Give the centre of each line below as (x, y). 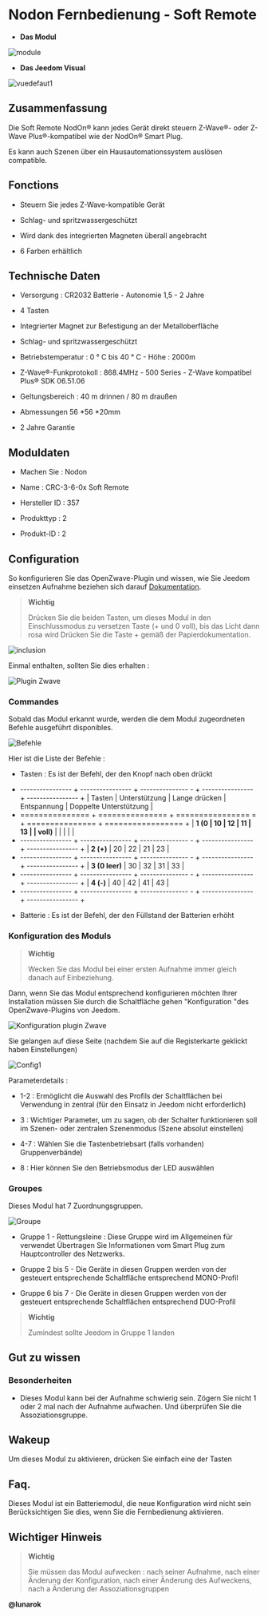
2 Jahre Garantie (47, 427)
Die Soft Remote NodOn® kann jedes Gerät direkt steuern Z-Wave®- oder (128, 127)
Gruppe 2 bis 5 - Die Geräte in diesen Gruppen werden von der (123, 1269)
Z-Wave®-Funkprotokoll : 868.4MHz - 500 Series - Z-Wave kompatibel (136, 372)
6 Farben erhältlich (51, 251)
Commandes (33, 701)
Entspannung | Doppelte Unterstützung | (86, 807)
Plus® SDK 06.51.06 (52, 381)
